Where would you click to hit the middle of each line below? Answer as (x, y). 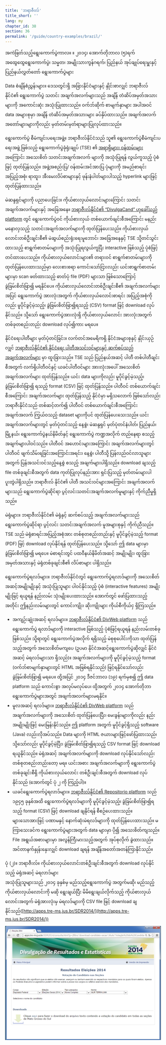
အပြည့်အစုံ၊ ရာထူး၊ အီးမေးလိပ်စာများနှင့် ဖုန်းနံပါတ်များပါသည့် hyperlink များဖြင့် (81, 176)
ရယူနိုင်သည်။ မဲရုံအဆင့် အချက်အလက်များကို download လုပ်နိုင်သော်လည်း (83, 753)
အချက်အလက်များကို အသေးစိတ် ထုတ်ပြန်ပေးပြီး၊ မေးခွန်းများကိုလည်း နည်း (84, 715)
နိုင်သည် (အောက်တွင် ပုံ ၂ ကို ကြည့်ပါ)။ (49, 782)
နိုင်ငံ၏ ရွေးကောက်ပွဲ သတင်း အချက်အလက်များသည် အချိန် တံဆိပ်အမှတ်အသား (81, 95)
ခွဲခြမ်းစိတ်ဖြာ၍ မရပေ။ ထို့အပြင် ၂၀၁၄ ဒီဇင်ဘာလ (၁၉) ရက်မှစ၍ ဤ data (83, 677)
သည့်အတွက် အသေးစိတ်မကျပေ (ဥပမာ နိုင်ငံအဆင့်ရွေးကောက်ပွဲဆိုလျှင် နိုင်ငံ (84, 648)
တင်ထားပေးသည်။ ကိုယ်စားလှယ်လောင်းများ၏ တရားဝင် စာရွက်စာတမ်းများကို (79, 257)
